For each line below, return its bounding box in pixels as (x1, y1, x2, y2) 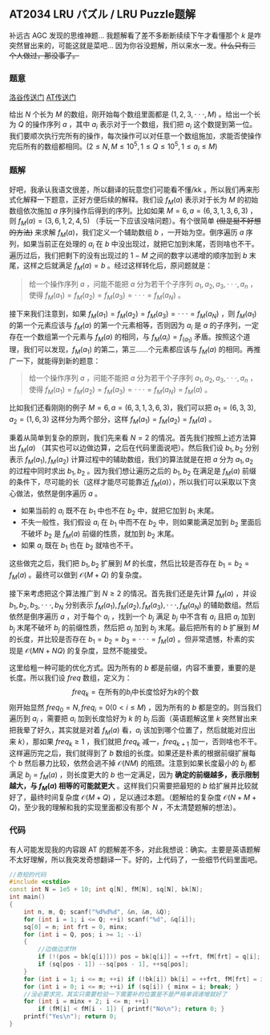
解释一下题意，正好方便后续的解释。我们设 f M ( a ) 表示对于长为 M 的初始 (22, 194, 259, 207)
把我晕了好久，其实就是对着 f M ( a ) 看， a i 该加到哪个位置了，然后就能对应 (9, 726, 249, 737)
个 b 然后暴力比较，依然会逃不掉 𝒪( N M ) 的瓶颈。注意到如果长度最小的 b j (9, 758, 247, 770)
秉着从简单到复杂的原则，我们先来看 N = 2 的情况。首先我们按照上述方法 (9, 432, 250, 442)
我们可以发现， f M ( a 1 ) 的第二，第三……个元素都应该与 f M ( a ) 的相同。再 (22, 344, 254, 356)
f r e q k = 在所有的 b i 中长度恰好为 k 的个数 (71, 686, 199, 698)
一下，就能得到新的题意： (15, 356, 101, 366)
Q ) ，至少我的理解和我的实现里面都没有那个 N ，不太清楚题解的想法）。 (9, 803, 241, 812)
